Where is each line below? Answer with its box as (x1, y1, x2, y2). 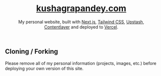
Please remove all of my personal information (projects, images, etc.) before (5, 60, 157, 66)
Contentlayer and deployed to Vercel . (44, 24, 118, 30)
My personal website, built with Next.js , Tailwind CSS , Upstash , (18, 19, 144, 25)
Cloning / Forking (5, 47, 59, 56)
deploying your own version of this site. (5, 65, 84, 71)
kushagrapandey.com (36, 3, 127, 14)
